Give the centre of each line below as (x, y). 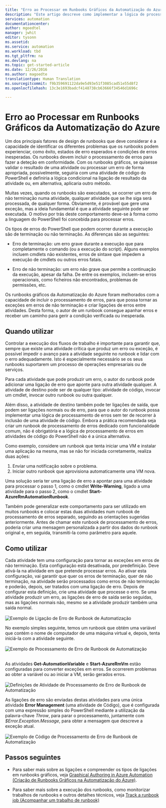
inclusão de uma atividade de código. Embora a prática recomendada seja (81, 421)
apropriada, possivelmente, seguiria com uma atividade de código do (76, 173)
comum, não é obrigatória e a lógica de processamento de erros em (74, 431)
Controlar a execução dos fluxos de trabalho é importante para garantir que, (83, 343)
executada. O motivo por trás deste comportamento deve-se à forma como (82, 214)
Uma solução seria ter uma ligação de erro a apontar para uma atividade (79, 481)
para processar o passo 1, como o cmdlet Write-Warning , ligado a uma (78, 486)
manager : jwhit (21, 33)
